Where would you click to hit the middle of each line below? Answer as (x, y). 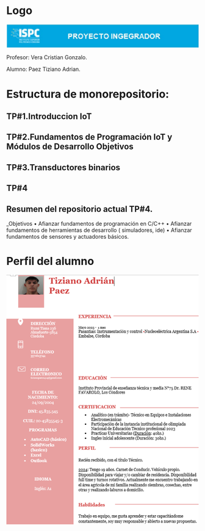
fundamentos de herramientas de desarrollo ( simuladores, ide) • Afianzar (99, 230)
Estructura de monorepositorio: (88, 94)
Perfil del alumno (50, 262)
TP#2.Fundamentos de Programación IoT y (89, 137)
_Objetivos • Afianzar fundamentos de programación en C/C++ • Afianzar (99, 224)
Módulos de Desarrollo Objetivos (70, 147)
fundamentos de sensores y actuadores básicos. (68, 237)
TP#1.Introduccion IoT (49, 117)
